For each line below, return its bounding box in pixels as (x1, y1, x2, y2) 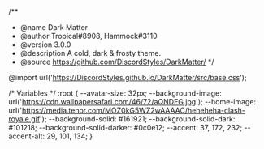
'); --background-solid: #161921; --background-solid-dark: (39, 114, 236, 124)
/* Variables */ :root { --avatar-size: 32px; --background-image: (8, 88, 222, 98)
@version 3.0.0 (19, 40, 71, 49)
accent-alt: (8, 131, 45, 141)
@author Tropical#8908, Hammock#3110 (19, 32, 158, 40)
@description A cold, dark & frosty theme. (19, 49, 161, 57)
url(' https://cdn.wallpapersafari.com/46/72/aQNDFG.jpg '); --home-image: (8, 97, 257, 106)
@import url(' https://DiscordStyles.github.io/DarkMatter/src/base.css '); (8, 73, 247, 82)
